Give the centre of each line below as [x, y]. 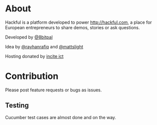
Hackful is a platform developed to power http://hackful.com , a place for [78, 22]
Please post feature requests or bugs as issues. [54, 90]
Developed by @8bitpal [29, 37]
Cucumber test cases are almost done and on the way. [61, 117]
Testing [17, 105]
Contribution [32, 76]
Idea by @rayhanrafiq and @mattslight [44, 46]
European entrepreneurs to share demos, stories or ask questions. [73, 27]
